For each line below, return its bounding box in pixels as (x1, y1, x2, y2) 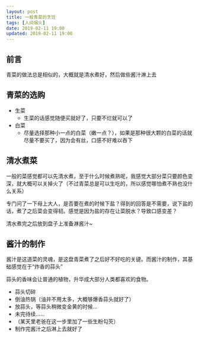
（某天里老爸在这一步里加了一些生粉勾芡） (14, 318, 119, 325)
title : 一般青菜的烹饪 (6, 14, 56, 20)
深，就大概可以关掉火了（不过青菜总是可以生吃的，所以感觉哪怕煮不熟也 (6, 180, 182, 187)
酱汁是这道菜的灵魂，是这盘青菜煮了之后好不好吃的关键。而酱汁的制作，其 (6, 256, 188, 263)
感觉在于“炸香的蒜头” (11, 263, 63, 270)
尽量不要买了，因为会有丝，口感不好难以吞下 (23, 136, 133, 144)
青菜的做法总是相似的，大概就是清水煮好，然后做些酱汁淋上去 (6, 71, 157, 78)
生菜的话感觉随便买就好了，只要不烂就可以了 (23, 114, 133, 122)
